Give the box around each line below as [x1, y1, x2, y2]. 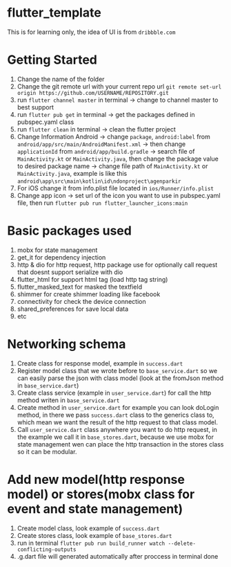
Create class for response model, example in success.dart [17, 359, 183, 368]
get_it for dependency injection [17, 253, 106, 261]
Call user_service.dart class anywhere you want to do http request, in [17, 425, 217, 433]
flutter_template [7, 5, 101, 21]
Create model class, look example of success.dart [17, 524, 160, 532]
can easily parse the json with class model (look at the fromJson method [17, 374, 224, 382]
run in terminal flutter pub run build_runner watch [17, 539, 165, 547]
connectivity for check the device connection [17, 297, 146, 305]
